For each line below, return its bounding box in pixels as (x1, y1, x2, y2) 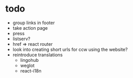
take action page (12, 25, 48, 31)
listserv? (12, 36, 30, 42)
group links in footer (12, 20, 55, 26)
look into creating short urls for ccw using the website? (12, 46, 128, 52)
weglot (20, 62, 35, 68)
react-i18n (20, 67, 42, 73)
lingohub (20, 57, 39, 63)
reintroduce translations (12, 51, 63, 58)
